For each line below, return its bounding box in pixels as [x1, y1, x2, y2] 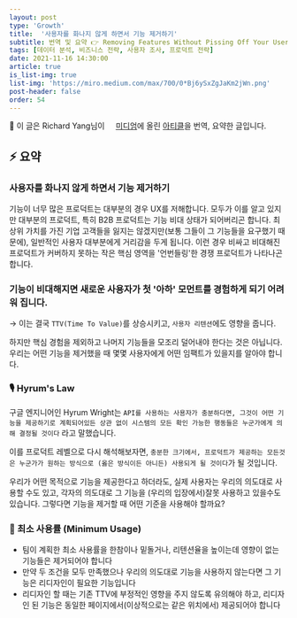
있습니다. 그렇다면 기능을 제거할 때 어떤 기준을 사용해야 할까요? [9, 498, 225, 509]
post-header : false [9, 87, 81, 96]
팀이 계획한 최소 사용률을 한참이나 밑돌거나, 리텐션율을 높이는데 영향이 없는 [21, 544, 280, 554]
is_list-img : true [9, 71, 77, 80]
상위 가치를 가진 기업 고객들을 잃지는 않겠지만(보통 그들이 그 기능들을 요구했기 [9, 226, 277, 236]
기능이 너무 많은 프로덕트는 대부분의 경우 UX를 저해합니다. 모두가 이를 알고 [9, 204, 265, 214]
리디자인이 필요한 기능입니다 [38, 577, 136, 588]
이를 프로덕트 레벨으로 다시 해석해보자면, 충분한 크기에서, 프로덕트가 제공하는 [9, 446, 263, 457]
